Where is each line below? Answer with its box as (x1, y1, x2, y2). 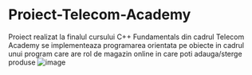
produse (8, 57, 36, 67)
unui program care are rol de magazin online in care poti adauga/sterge (8, 49, 242, 58)
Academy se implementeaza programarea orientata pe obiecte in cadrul (8, 40, 245, 49)
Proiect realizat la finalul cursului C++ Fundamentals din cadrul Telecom (8, 32, 245, 41)
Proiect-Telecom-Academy (8, 6, 191, 24)
